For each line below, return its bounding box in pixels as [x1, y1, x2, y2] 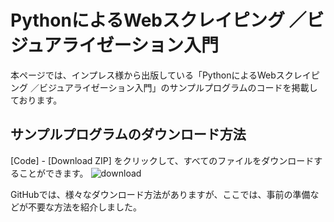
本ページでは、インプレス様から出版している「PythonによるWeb [10, 69, 277, 81]
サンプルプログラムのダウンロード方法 [10, 126, 247, 143]
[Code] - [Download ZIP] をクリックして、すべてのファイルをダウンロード [10, 154, 315, 166]
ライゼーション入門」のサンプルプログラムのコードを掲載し [73, 81, 318, 93]
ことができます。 [18, 167, 89, 179]
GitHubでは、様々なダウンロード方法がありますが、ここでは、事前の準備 [10, 188, 311, 200]
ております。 [10, 94, 63, 106]
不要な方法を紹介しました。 [27, 201, 142, 213]
